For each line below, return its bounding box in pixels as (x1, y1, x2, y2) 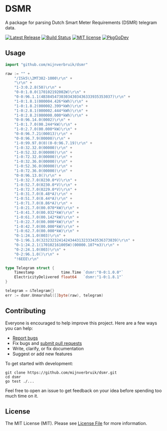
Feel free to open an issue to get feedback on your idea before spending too (5, 387, 162, 394)
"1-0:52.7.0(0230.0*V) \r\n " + (14, 182, 77, 187)
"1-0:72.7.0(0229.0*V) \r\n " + (14, 187, 77, 192)
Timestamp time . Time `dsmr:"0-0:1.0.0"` (14, 270, 124, 275)
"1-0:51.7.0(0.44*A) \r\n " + (14, 196, 72, 201)
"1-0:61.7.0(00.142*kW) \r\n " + (14, 215, 79, 220)
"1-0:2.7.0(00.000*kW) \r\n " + (14, 127, 77, 132)
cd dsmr (5, 374, 21, 379)
